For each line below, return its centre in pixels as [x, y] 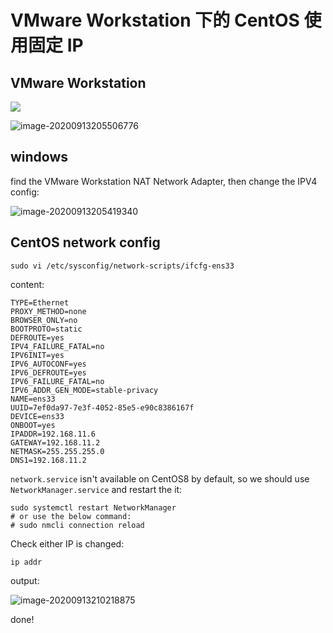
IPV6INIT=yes [37, 355]
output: [25, 580]
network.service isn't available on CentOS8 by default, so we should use [160, 478]
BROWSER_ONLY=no [44, 320]
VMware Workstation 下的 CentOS [155, 20]
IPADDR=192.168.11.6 [53, 434]
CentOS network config [85, 242]
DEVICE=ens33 [37, 416]
